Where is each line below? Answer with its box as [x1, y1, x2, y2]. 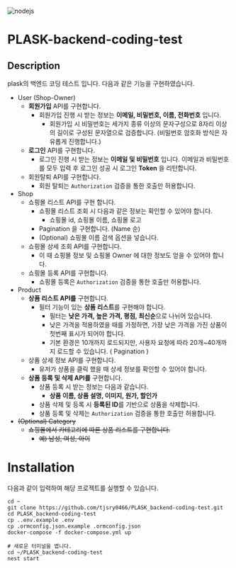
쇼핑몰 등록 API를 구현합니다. [28, 269, 108, 277]
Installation [7, 460, 75, 476]
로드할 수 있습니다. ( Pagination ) [57, 347, 149, 356]
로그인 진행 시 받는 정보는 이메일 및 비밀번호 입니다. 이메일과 [38, 155, 205, 163]
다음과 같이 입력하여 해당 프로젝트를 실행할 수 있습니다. [7, 484, 159, 492]
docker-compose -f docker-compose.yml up [7, 528, 132, 536]
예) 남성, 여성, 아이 [38, 434, 91, 443]
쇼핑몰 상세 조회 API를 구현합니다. [28, 242, 122, 251]
